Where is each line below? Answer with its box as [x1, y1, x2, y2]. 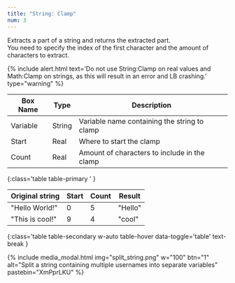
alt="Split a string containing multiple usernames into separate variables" [7, 260, 218, 269]
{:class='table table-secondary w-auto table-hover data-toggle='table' [7, 232, 211, 240]
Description [131, 100, 172, 110]
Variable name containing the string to [78, 116, 204, 126]
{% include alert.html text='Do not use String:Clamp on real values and [7, 64, 211, 73]
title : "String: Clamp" [7, 10, 77, 17]
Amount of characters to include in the [78, 147, 205, 157]
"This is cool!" [10, 214, 57, 224]
